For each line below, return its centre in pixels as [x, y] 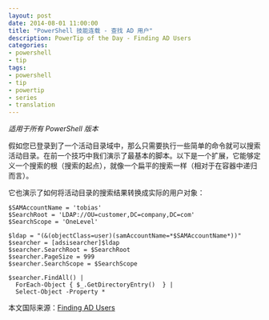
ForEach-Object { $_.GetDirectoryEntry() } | [94, 285]
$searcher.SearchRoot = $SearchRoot [69, 250]
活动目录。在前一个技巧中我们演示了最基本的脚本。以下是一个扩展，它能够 [131, 156]
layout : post [30, 16]
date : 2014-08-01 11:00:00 [53, 23]
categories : [28, 46]
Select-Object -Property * [60, 292]
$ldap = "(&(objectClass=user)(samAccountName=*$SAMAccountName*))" [125, 236]
